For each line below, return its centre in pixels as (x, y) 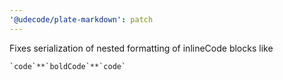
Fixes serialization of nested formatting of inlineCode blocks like (141, 48)
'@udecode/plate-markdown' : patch (81, 19)
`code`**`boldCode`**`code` (68, 66)
